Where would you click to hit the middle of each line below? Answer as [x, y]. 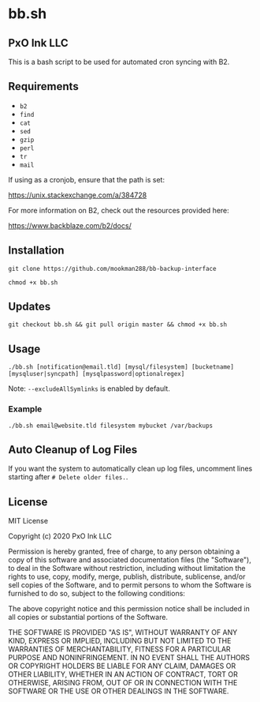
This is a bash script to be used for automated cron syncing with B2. [119, 62]
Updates [30, 307]
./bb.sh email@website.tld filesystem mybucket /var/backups [111, 426]
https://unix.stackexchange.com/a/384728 [78, 195]
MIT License [28, 521]
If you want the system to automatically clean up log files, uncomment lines [130, 469]
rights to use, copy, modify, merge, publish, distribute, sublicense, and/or [127, 576]
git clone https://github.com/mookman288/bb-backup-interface [112, 268]
